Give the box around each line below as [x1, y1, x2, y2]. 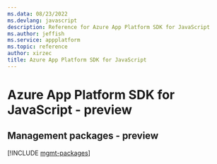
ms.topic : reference [7, 43, 69, 50]
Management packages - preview [7, 130, 159, 142]
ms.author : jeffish [7, 30, 65, 37]
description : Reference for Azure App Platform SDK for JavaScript [7, 23, 211, 30]
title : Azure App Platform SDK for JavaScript [7, 57, 147, 64]
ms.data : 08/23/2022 [7, 10, 69, 18]
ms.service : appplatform [7, 37, 81, 44]
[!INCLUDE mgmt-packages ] [7, 148, 90, 157]
